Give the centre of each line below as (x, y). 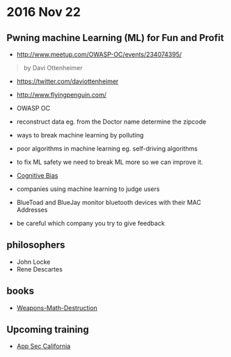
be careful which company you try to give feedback (90, 223)
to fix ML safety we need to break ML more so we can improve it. (110, 162)
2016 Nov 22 (44, 12)
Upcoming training (48, 330)
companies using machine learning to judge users (88, 189)
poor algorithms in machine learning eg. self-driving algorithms (107, 149)
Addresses (32, 210)
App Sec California (43, 346)
